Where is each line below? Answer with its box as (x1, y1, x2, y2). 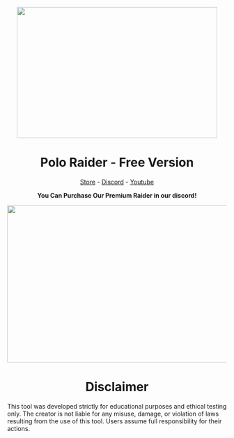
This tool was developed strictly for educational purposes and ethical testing (7, 402, 227, 410)
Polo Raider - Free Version (40, 154, 194, 170)
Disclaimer (85, 379, 149, 395)
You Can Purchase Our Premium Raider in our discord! (37, 191, 197, 199)
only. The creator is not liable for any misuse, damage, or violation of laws (7, 409, 219, 418)
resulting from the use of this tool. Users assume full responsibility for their (7, 416, 222, 425)
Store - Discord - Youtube (79, 177, 155, 186)
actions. (7, 424, 30, 432)
